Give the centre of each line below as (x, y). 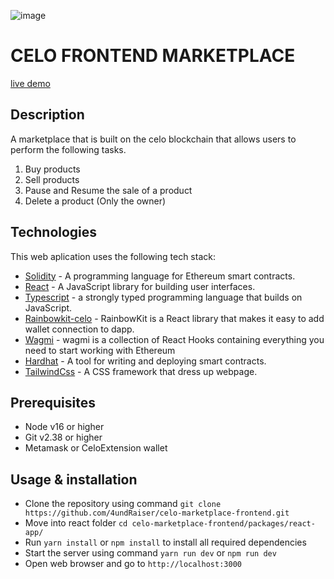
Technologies (54, 232)
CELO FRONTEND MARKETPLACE (153, 56)
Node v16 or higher (64, 427)
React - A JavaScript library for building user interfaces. (140, 286)
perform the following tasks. (68, 149)
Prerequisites (53, 402)
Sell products (52, 179)
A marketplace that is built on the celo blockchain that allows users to (153, 139)
